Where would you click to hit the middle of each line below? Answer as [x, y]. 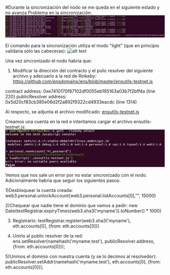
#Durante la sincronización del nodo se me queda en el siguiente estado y [82, 7]
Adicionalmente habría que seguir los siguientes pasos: [63, 181]
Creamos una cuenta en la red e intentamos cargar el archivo [69, 122]
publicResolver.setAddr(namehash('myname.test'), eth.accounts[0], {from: [83, 262]
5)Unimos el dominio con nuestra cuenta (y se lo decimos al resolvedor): [81, 257]
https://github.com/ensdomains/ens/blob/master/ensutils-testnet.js [83, 82]
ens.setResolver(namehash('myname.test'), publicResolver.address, [83, 241]
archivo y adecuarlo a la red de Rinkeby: [54, 76]
